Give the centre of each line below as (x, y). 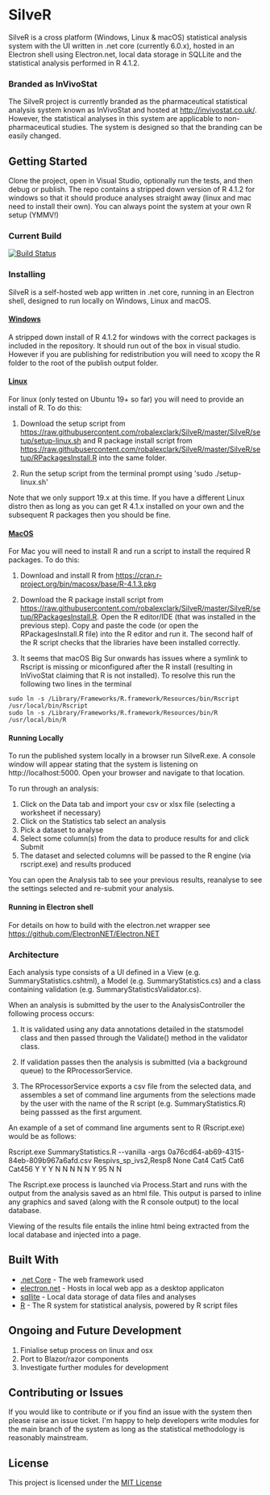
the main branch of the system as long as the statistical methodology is (127, 1429)
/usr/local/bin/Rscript (48, 706)
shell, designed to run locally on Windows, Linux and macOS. (110, 300)
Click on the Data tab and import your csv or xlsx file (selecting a (127, 804)
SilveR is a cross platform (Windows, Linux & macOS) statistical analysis (128, 37)
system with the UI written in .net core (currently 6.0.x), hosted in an (121, 45)
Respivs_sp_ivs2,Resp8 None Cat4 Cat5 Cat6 (169, 1160)
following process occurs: (51, 1013)
